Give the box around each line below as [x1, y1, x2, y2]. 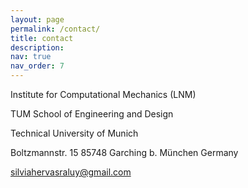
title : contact [10, 33, 74, 43]
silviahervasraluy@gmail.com [10, 166, 132, 178]
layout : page [10, 14, 65, 25]
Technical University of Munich [10, 127, 139, 139]
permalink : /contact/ [10, 24, 101, 34]
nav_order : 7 [10, 61, 65, 71]
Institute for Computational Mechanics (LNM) [10, 89, 197, 100]
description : [10, 42, 65, 53]
